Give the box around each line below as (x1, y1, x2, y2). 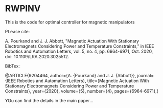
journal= (137, 72, 154, 78)
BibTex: (5, 63, 20, 69)
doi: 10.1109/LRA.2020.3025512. (5, 53, 70, 59)
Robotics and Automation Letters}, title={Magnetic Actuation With (17, 78, 149, 84)
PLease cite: (5, 28, 30, 34)
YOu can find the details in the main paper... (5, 97, 93, 103)
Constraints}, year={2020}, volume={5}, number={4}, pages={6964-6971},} (5, 88, 159, 94)
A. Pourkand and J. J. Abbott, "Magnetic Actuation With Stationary (5, 38, 140, 44)
